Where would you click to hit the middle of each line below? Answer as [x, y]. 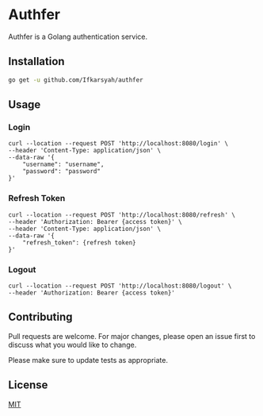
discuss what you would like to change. [72, 345]
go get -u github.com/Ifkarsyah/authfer [76, 80]
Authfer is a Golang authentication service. [78, 37]
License [28, 385]
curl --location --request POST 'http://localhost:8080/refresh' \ [122, 215]
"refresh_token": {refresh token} [79, 243]
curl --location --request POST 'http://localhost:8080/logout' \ [120, 286]
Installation [36, 62]
